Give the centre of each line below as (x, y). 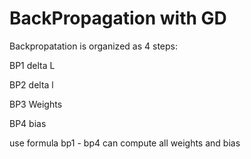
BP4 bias (28, 123)
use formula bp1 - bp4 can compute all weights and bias (125, 143)
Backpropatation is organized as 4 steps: (93, 46)
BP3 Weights (36, 104)
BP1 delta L (32, 65)
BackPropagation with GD (118, 18)
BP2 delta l (31, 84)
